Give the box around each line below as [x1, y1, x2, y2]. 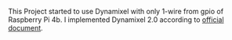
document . [8, 24, 43, 32]
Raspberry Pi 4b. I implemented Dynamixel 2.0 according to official [8, 15, 225, 24]
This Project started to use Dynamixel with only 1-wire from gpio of [8, 7, 224, 16]
